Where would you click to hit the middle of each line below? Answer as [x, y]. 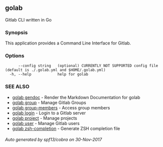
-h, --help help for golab [49, 74]
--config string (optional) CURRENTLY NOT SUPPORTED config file [88, 66]
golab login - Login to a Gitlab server [49, 113]
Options [15, 56]
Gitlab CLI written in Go [29, 20]
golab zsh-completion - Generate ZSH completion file [66, 128]
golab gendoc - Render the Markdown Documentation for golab [76, 97]
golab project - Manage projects [44, 118]
